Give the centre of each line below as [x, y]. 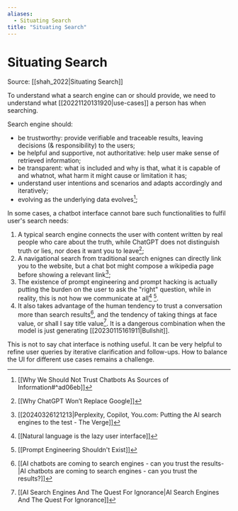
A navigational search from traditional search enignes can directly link [119, 258]
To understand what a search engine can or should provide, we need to [112, 96]
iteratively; [33, 191]
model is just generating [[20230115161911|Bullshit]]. [93, 331]
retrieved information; [49, 161]
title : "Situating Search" [47, 27]
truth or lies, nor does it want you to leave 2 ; [81, 250]
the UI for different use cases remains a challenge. [81, 359]
